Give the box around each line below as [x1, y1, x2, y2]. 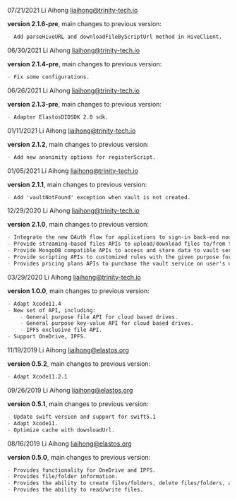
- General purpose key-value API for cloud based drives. [20, 320, 194, 327]
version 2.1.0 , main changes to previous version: [7, 220, 150, 229]
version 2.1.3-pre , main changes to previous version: [7, 100, 162, 108]
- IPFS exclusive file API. [20, 326, 102, 334]
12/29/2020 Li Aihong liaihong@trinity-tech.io [7, 206, 140, 215]
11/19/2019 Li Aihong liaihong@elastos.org [7, 346, 129, 354]
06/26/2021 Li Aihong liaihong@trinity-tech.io [7, 86, 140, 95]
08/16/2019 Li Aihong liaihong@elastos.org [7, 439, 132, 448]
